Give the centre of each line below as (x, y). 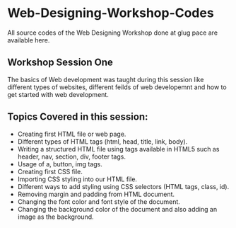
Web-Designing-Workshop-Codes (111, 13)
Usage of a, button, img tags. (60, 164)
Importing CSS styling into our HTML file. (77, 179)
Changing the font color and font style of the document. (99, 201)
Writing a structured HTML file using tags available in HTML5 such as (118, 149)
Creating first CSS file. (50, 171)
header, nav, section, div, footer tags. (71, 156)
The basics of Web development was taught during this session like (106, 79)
